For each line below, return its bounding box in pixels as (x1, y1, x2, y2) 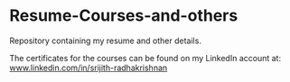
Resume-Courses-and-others (9, 5, 239, 26)
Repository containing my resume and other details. (9, 35, 201, 46)
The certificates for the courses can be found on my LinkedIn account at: (9, 52, 282, 63)
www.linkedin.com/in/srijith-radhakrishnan (9, 62, 168, 73)
